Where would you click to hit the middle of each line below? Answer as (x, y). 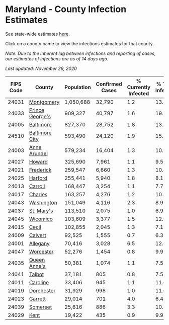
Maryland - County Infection (66, 9)
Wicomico (41, 219)
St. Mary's (41, 211)
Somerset (40, 307)
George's (40, 116)
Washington (43, 202)
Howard (38, 161)
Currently (139, 87)
